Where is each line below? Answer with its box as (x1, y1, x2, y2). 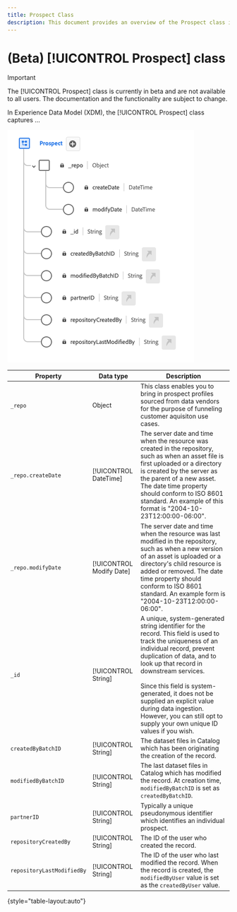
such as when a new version (140, 544, 224, 552)
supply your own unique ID (140, 719, 219, 728)
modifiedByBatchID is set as (140, 784, 220, 793)
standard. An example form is (140, 589, 226, 598)
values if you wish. (140, 726, 195, 735)
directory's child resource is (140, 559, 222, 568)
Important (7, 73, 36, 82)
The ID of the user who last (140, 851, 219, 860)
